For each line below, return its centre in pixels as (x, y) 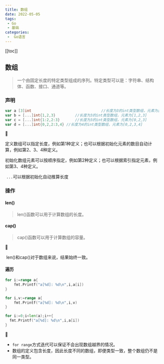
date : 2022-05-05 (23, 14)
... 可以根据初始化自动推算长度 (37, 177)
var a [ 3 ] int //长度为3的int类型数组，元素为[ (82, 111)
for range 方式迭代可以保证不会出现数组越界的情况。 (65, 344)
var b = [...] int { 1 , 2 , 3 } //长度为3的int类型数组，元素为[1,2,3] (76, 115)
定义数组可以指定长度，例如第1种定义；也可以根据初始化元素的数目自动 (76, 144)
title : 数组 (16, 10)
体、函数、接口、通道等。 (43, 86)
